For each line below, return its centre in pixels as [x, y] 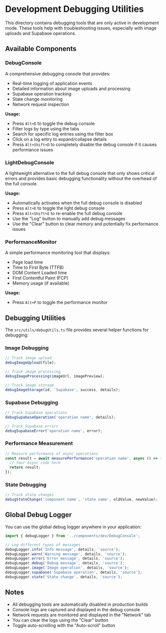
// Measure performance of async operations [52, 454]
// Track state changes [30, 495]
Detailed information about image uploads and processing [71, 88]
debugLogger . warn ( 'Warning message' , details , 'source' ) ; [66, 554]
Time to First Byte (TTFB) [38, 267]
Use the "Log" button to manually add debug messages [69, 218]
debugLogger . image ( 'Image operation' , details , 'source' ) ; [67, 568]
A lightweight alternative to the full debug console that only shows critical [80, 173]
